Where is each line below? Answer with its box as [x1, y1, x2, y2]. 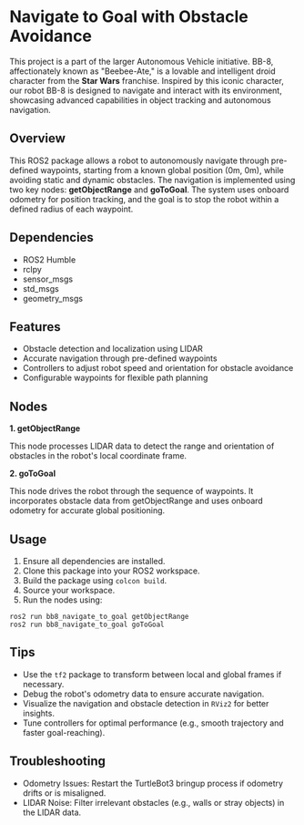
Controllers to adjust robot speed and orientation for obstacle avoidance [22, 363, 294, 374]
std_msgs [22, 283, 59, 294]
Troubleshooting [9, 754, 106, 769]
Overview [9, 130, 66, 147]
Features [9, 319, 61, 335]
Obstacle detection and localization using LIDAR [22, 344, 203, 355]
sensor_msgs [22, 273, 74, 284]
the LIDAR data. [22, 807, 82, 818]
